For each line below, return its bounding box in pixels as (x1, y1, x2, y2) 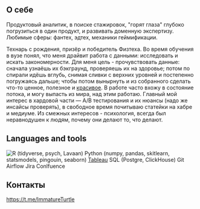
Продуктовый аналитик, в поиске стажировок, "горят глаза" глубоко (6, 21, 184, 28)
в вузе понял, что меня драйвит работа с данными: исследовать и (6, 51, 178, 59)
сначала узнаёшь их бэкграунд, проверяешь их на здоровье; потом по (6, 65, 190, 72)
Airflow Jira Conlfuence (6, 162, 65, 170)
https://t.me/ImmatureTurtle (6, 196, 75, 203)
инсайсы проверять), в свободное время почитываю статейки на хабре (6, 103, 192, 111)
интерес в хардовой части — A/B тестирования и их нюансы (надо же (6, 97, 188, 104)
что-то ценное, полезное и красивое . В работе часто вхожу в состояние (6, 84, 194, 91)
